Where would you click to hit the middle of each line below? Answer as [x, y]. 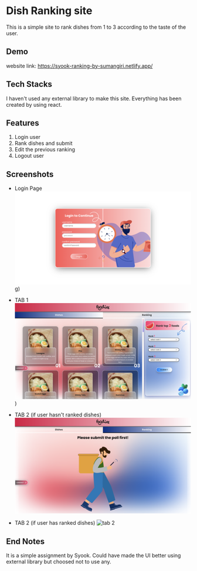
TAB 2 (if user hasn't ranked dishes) [58, 414]
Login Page [28, 188]
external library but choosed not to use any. [59, 562]
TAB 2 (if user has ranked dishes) [55, 523]
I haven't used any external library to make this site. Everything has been [94, 98]
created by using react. [34, 104]
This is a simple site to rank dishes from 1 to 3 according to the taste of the [96, 27]
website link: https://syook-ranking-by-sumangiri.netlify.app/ [79, 66]
